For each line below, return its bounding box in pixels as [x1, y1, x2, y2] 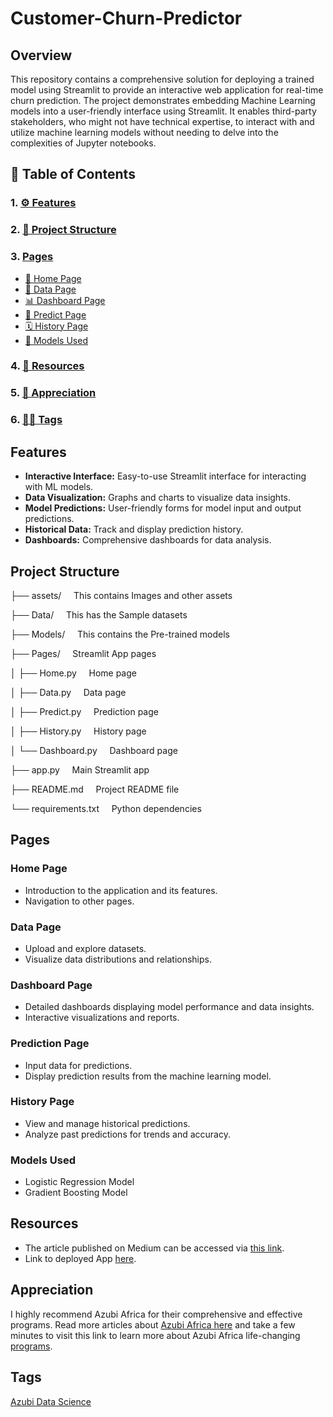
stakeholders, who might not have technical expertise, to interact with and [10, 116, 315, 127]
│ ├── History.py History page [10, 725, 147, 737]
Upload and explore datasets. [24, 942, 147, 954]
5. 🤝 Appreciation [10, 386, 97, 400]
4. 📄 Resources [10, 359, 85, 373]
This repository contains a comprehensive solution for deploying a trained [10, 73, 315, 85]
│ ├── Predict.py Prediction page [10, 705, 159, 717]
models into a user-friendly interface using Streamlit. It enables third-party [10, 105, 317, 117]
